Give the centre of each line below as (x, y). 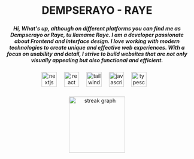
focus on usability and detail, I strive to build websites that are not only (97, 54)
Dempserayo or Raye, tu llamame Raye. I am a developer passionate (97, 35)
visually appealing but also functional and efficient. (97, 60)
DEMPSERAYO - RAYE (97, 10)
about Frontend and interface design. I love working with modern (97, 41)
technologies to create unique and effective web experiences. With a (97, 48)
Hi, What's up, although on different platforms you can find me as (97, 29)
